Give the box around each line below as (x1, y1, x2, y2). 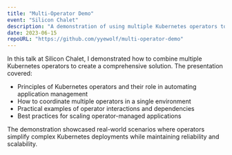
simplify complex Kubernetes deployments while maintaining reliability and (7, 132, 220, 141)
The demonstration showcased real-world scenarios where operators (7, 125, 205, 134)
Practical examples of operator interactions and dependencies (17, 105, 195, 113)
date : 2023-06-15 (7, 29, 57, 37)
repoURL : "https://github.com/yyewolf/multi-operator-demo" (7, 36, 184, 43)
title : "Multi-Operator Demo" (7, 10, 95, 17)
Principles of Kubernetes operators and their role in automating (17, 83, 197, 91)
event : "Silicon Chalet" (7, 17, 79, 23)
